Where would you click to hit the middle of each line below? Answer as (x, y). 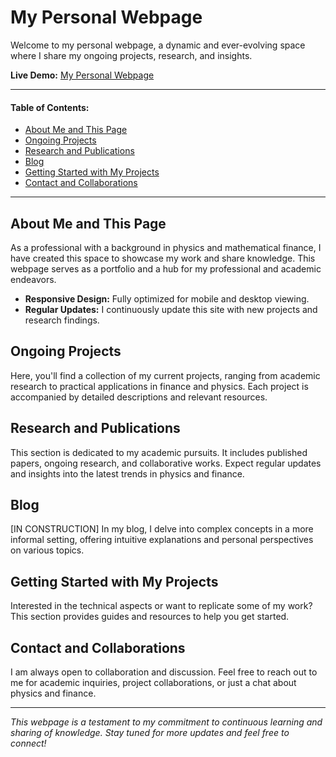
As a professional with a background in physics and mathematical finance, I (166, 247)
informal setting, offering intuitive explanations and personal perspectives (162, 540)
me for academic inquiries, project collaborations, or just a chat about (153, 683)
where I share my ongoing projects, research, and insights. (131, 55)
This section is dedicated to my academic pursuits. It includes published (159, 452)
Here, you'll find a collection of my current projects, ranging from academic (165, 375)
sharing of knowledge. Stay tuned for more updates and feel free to (150, 733)
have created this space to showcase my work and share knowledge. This (163, 258)
